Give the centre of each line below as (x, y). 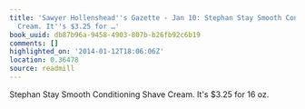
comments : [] (34, 43)
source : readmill (42, 69)
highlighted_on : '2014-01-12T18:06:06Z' (87, 52)
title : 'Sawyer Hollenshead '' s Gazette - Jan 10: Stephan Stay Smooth (146, 18)
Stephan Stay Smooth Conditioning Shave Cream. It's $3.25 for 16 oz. (139, 94)
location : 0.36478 (44, 60)
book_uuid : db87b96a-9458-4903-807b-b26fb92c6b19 (105, 35)
